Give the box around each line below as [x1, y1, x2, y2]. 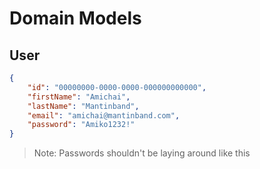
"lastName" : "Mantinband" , [27, 101, 140, 111]
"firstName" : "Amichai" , [27, 92, 131, 102]
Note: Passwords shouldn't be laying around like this [33, 147, 251, 159]
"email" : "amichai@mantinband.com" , [27, 110, 181, 121]
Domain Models [9, 7, 142, 30]
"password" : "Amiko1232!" [27, 120, 136, 130]
